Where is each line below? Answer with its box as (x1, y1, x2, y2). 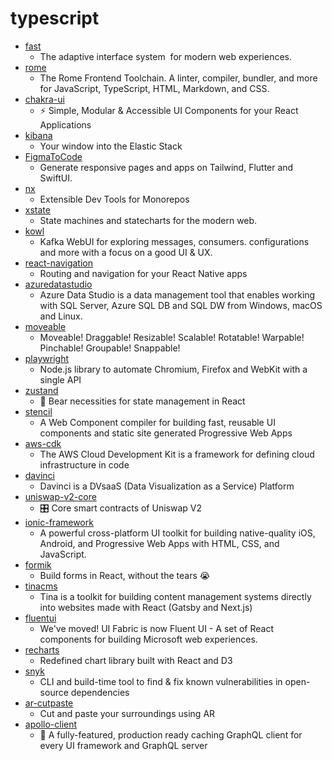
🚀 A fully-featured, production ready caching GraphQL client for (39, 728, 303, 741)
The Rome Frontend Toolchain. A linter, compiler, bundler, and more (39, 72, 318, 84)
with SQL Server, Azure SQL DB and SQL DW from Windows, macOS (39, 299, 323, 311)
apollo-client (24, 718, 78, 730)
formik (24, 558, 52, 571)
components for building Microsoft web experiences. (39, 633, 258, 645)
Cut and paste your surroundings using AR (39, 707, 216, 719)
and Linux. (39, 310, 83, 322)
